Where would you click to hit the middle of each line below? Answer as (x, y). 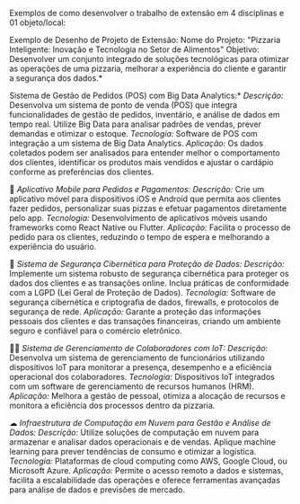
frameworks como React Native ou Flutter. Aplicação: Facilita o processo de (150, 227)
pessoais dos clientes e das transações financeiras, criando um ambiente (145, 321)
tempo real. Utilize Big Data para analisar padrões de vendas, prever (136, 124)
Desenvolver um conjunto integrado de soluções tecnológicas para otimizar (149, 59)
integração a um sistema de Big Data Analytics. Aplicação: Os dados (136, 143)
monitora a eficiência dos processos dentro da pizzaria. (112, 405)
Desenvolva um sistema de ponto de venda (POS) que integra (124, 105)
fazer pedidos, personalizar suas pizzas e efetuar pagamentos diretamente (148, 208)
